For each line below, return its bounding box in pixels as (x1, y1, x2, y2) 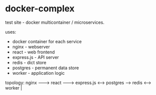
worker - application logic (12, 70, 65, 76)
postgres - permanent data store (12, 65, 79, 71)
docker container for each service (12, 38, 82, 45)
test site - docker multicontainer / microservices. (5, 19, 105, 25)
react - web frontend (12, 49, 55, 55)
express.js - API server (12, 54, 59, 60)
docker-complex (5, 3, 75, 14)
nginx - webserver (12, 44, 51, 49)
